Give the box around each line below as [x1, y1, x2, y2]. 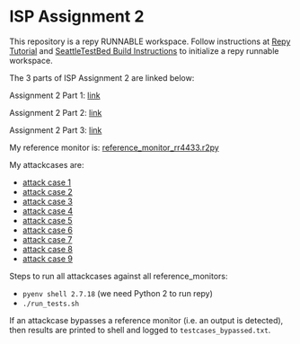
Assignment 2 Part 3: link [9, 124, 102, 136]
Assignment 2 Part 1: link [9, 90, 101, 101]
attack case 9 [22, 253, 74, 264]
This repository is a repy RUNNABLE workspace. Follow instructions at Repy [9, 36, 291, 47]
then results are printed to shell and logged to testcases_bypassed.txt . [9, 324, 271, 335]
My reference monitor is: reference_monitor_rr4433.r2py [9, 142, 220, 153]
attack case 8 [22, 243, 74, 254]
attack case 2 [22, 186, 74, 197]
